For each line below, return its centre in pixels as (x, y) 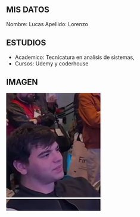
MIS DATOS (28, 10)
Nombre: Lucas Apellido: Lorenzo (47, 24)
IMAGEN (22, 82)
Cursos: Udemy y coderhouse (52, 63)
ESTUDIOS (26, 43)
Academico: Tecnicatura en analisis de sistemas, (75, 57)
